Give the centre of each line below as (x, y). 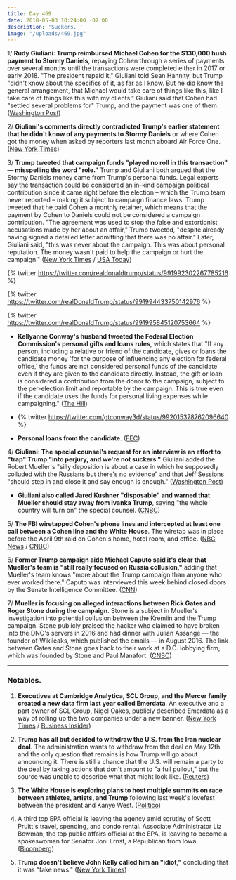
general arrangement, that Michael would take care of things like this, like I (115, 91)
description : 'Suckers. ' (45, 27)
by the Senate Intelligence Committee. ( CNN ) (73, 590)
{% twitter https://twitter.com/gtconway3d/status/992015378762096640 (123, 417)
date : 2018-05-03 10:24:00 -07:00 (58, 20)
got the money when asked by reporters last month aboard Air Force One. (114, 142)
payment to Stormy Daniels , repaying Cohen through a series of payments (116, 61)
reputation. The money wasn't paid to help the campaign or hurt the (105, 252)
